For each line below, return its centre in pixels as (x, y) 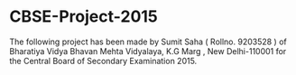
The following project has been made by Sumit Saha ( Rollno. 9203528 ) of (148, 42)
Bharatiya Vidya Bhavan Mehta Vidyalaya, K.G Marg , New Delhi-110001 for (148, 51)
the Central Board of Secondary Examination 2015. (103, 61)
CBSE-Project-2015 (83, 17)
